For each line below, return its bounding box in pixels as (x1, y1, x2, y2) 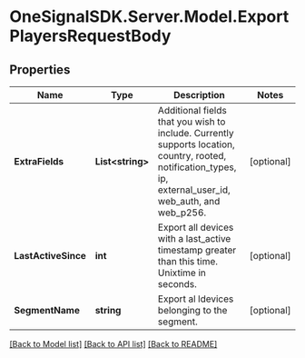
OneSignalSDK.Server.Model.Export (9, 6, 290, 27)
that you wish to (157, 115, 226, 128)
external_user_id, (157, 184, 231, 196)
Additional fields (157, 104, 227, 116)
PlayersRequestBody (9, 25, 172, 46)
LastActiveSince (14, 250, 86, 262)
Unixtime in (157, 266, 206, 279)
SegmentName (14, 304, 80, 316)
